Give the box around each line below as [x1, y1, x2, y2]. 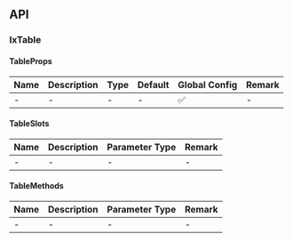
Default [137, 78, 170, 91]
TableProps [9, 55, 53, 66]
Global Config [177, 78, 238, 91]
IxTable [9, 34, 42, 46]
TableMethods [9, 181, 64, 191]
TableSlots [9, 118, 50, 129]
